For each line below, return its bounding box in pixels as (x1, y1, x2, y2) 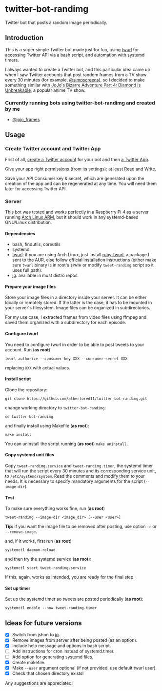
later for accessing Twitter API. (5, 185, 67, 191)
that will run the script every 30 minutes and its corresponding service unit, (5, 468, 156, 474)
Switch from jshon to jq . (12, 632, 60, 638)
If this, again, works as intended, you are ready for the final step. (5, 574, 135, 580)
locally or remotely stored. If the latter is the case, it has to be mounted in (5, 300, 152, 305)
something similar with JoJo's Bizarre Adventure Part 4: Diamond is (5, 82, 141, 88)
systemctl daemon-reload (5, 548, 56, 552)
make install (5, 432, 32, 437)
